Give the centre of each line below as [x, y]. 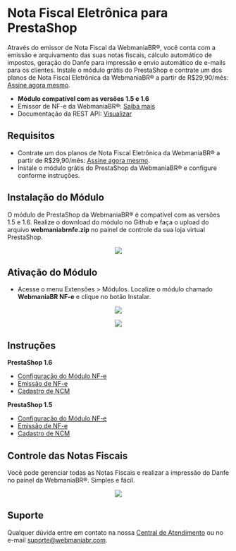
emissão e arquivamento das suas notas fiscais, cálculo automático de [110, 55]
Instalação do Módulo [56, 198]
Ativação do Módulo [52, 272]
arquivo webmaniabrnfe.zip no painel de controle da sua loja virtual [106, 229]
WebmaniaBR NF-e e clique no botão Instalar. [84, 297]
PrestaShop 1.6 [30, 363]
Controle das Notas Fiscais [68, 455]
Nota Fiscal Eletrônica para [88, 13]
